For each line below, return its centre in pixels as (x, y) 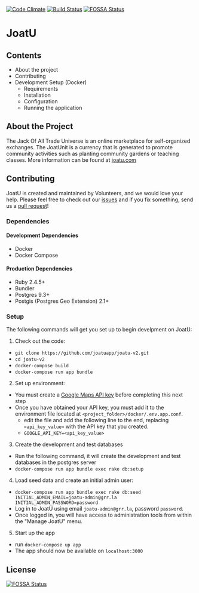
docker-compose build (42, 366)
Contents (24, 55)
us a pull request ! (27, 205)
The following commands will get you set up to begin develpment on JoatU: (99, 330)
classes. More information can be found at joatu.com (71, 160)
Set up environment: (40, 383)
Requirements (41, 89)
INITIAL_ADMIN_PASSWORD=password (56, 503)
